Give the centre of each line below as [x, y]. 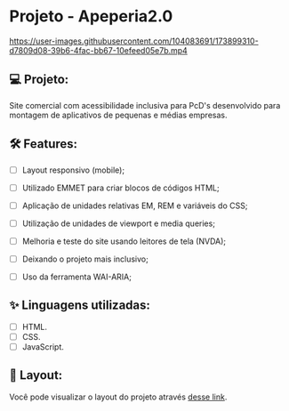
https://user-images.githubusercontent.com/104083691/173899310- [134, 41]
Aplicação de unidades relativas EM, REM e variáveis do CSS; [135, 205]
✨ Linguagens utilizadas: [80, 306]
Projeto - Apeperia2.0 [91, 16]
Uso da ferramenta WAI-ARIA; [76, 277]
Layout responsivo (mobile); [73, 170]
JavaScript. [43, 347]
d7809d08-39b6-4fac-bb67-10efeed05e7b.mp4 [99, 50]
